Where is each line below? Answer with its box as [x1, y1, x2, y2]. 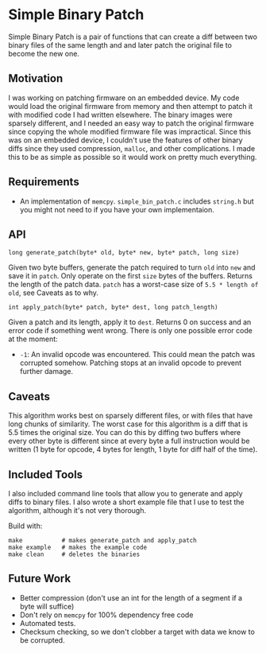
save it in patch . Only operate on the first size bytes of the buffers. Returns [8, 271, 253, 281]
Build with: [8, 521, 43, 531]
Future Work [8, 572, 71, 585]
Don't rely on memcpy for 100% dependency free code [19, 610, 194, 620]
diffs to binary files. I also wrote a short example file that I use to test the [8, 497, 245, 507]
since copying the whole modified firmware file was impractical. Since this [8, 126, 252, 136]
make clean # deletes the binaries [8, 550, 141, 558]
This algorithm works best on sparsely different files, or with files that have [8, 411, 253, 421]
